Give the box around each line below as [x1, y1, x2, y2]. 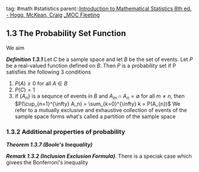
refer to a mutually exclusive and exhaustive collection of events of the [14, 106, 188, 113]
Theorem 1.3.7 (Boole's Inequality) [6, 141, 93, 148]
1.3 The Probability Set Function [6, 28, 126, 39]
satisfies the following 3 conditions [6, 68, 91, 75]
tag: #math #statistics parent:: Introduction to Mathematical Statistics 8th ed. [6, 5, 192, 12]
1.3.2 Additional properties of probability [6, 128, 126, 136]
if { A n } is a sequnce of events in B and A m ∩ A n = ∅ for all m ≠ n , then [14, 92, 185, 101]
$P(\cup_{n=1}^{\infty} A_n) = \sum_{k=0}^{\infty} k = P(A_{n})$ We [14, 100, 181, 107]
